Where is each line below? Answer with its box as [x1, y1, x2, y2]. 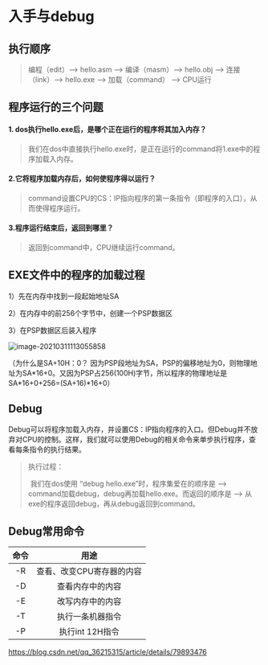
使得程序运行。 [35, 203, 85, 213]
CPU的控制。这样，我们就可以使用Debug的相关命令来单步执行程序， [22, 434, 250, 444]
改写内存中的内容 [56, 596, 122, 607]
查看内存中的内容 [56, 581, 122, 592]
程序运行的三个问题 [8, 101, 104, 114]
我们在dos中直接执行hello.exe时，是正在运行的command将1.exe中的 [27, 144, 254, 154]
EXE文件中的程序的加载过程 [8, 269, 146, 282]
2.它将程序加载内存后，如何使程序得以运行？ [8, 174, 156, 183]
